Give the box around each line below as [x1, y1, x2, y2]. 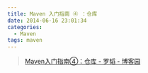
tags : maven [7, 37, 42, 44]
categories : [7, 23, 42, 30]
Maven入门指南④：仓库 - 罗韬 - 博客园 [24, 57, 141, 66]
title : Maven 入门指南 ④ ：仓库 [7, 10, 98, 18]
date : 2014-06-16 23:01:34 [7, 17, 87, 24]
